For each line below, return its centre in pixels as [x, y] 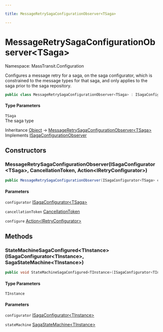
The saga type [19, 121]
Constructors [26, 150]
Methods [19, 236]
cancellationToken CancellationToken [42, 211]
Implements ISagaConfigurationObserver [46, 135]
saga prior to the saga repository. [38, 86]
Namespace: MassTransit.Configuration [44, 66]
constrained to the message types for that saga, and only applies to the [76, 80]
